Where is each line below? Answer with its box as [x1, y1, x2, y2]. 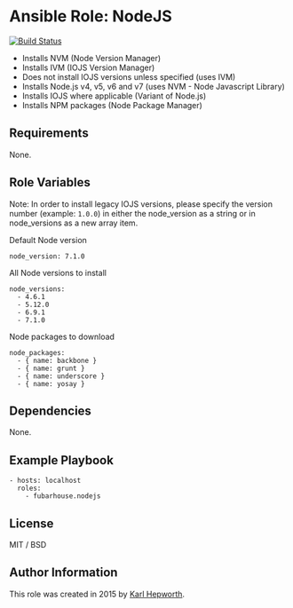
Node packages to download [9, 331, 115, 342]
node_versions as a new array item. [9, 217, 139, 228]
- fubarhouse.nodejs [25, 492, 101, 501]
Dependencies [9, 403, 91, 418]
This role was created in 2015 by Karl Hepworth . [9, 588, 185, 599]
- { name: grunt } [17, 364, 86, 373]
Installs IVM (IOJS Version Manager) [21, 62, 155, 73]
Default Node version [9, 234, 87, 245]
